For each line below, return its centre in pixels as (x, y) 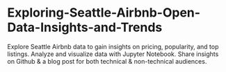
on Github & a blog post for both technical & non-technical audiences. (107, 61)
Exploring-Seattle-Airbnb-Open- (104, 13)
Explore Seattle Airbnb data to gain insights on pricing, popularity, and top (113, 46)
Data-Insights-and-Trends (85, 27)
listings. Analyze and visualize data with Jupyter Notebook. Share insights (113, 54)
